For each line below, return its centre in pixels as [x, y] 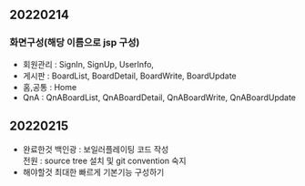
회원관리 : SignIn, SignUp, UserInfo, [88, 64]
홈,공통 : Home [50, 87]
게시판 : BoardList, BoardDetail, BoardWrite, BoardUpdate [129, 76]
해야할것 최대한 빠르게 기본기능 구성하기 [93, 171]
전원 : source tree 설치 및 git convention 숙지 [104, 160]
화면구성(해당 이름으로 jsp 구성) [75, 43]
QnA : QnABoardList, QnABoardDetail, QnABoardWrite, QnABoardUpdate [159, 97]
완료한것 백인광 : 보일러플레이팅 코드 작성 [96, 149]
